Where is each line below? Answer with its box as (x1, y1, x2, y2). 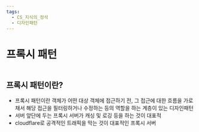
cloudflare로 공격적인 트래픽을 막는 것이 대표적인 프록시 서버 (14, 119, 157, 127)
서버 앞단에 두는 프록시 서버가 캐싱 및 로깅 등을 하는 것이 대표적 (14, 112, 161, 119)
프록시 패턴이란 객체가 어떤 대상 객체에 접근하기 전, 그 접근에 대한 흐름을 (14, 97, 182, 105)
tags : (6, 8, 20, 15)
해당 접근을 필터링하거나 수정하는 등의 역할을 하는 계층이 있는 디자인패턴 (26, 105, 194, 112)
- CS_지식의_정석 (11, 14, 48, 20)
